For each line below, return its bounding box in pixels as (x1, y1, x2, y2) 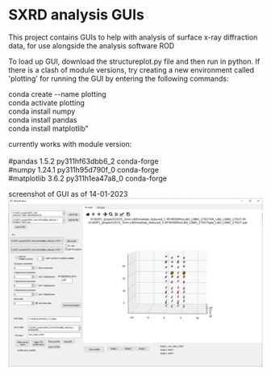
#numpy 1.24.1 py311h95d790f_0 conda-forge (8, 165, 160, 174)
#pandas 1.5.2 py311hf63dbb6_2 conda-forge (8, 156, 159, 166)
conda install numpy (8, 106, 76, 116)
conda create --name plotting (8, 89, 106, 98)
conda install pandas (8, 115, 77, 124)
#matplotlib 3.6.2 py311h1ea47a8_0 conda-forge (8, 173, 168, 183)
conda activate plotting (8, 98, 85, 107)
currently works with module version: (8, 139, 132, 148)
